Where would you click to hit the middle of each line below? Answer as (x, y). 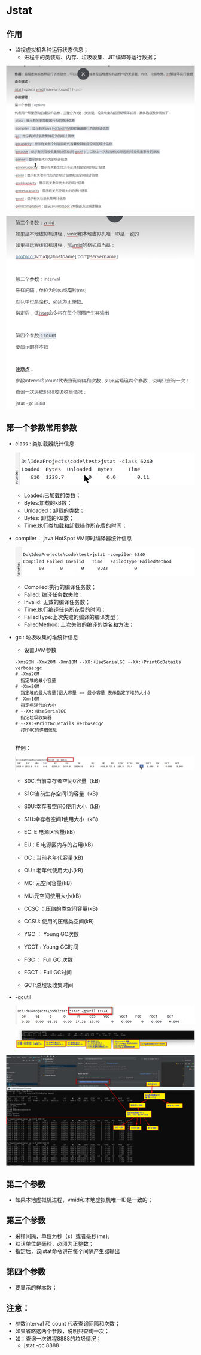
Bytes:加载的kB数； (48, 502)
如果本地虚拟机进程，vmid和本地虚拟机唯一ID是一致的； (84, 1200)
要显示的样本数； (36, 1287)
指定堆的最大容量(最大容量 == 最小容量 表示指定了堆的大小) (86, 693)
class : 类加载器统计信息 (45, 443)
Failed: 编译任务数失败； (54, 594)
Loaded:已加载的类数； (52, 495)
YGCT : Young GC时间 (51, 947)
